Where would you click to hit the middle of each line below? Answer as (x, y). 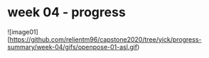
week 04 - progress (66, 12)
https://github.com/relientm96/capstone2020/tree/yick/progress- (106, 39)
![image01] (23, 32)
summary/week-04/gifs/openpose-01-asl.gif (73, 47)
